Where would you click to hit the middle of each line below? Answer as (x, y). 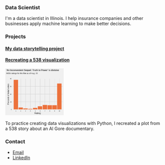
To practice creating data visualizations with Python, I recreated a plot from (82, 123)
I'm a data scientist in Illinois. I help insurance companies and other (74, 18)
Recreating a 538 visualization (37, 60)
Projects (15, 36)
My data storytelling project (35, 48)
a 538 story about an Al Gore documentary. (50, 128)
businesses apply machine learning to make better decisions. (68, 23)
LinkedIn (21, 158)
